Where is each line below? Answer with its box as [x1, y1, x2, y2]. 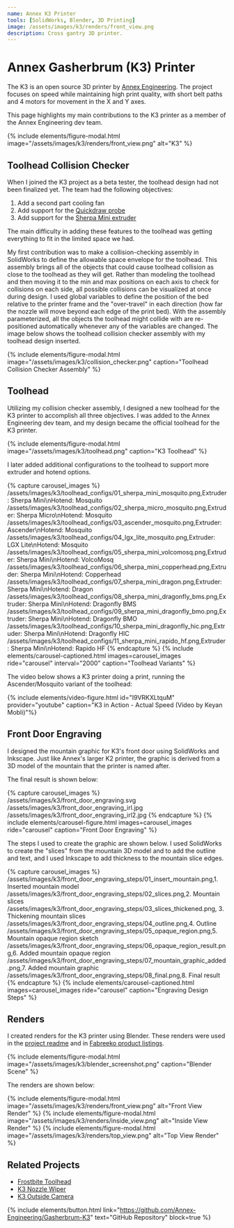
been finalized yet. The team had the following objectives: [7, 185, 173, 194]
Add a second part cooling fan [17, 199, 105, 207]
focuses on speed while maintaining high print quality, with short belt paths [7, 90, 223, 98]
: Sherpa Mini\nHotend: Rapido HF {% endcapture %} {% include [7, 644, 194, 652]
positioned [7, 322, 38, 330]
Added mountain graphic [27, 963, 100, 972]
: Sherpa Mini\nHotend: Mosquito [7, 496, 103, 504]
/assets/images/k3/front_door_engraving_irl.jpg [7, 803, 143, 811]
